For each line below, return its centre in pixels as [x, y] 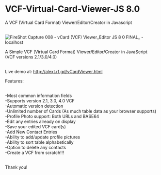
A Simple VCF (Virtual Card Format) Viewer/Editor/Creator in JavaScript [76, 52]
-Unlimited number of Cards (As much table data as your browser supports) [81, 111]
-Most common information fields [39, 96]
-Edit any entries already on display [40, 121]
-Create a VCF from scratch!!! [34, 153]
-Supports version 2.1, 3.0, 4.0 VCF [40, 100]
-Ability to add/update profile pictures [43, 137]
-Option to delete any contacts [36, 147]
